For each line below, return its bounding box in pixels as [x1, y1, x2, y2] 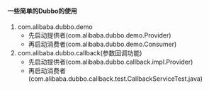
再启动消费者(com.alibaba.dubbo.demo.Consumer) [28, 40, 177, 49]
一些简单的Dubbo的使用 [7, 6, 78, 15]
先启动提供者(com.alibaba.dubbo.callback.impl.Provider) [28, 57, 193, 67]
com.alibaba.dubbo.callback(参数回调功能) [17, 49, 142, 57]
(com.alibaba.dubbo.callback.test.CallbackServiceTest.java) [28, 74, 203, 83]
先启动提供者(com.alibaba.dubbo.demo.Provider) [28, 31, 171, 40]
